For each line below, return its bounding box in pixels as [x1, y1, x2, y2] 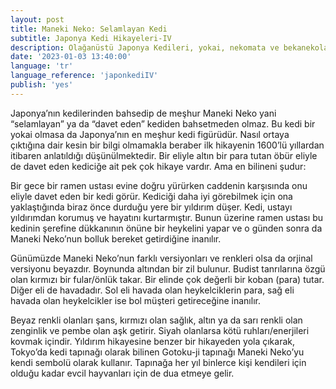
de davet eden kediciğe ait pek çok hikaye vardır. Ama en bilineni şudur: [10, 160, 307, 172]
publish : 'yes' [10, 80, 74, 90]
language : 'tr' [10, 61, 74, 71]
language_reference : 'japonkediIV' [10, 71, 159, 81]
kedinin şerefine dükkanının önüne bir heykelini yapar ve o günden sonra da [10, 222, 323, 234]
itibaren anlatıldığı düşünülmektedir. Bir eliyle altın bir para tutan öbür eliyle [10, 149, 318, 161]
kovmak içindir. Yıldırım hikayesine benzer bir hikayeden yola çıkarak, [10, 335, 295, 347]
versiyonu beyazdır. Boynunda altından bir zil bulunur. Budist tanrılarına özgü [10, 262, 326, 275]
